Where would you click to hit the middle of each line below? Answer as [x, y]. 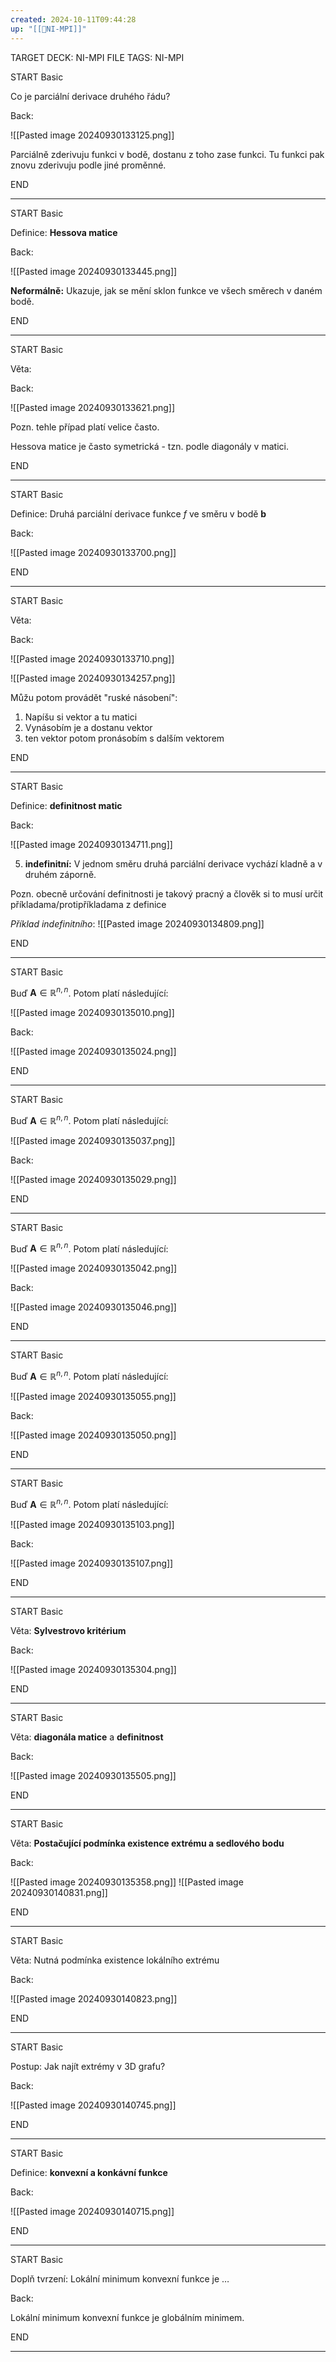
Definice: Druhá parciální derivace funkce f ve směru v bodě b [138, 513]
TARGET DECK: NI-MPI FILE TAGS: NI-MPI [97, 57]
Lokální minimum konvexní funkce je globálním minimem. [127, 2317]
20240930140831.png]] [59, 1892]
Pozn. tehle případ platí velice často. [85, 427]
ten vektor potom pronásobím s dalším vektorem [124, 738]
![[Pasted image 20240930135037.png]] [93, 1140]
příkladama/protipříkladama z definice [88, 904]
